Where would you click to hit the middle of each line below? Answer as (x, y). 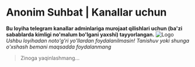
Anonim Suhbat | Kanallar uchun (86, 12)
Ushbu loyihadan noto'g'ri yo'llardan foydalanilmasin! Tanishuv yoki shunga (98, 40)
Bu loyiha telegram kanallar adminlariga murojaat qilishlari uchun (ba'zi (94, 28)
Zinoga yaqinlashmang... (50, 58)
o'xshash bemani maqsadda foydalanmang (59, 47)
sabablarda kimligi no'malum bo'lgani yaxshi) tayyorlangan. (80, 34)
